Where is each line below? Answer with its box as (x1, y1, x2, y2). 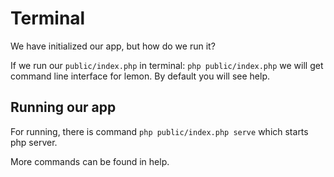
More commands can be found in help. (10, 155, 170, 167)
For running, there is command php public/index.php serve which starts (10, 125, 309, 137)
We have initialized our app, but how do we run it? (10, 40, 216, 52)
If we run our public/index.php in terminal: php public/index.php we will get (10, 59, 324, 71)
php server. (10, 136, 58, 148)
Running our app (10, 99, 117, 116)
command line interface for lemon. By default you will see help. (10, 70, 270, 82)
